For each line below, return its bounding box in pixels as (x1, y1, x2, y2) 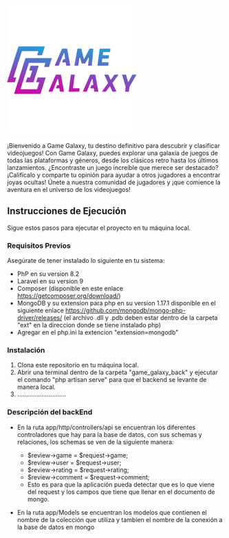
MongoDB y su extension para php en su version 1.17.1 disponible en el (17, 299, 216, 308)
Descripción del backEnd (7, 407, 93, 417)
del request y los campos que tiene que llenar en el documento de (27, 487, 215, 496)
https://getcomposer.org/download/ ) (17, 292, 122, 300)
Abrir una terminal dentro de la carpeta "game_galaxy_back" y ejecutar (17, 368, 218, 376)
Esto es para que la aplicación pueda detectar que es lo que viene (27, 480, 215, 488)
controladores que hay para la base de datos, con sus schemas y (17, 430, 202, 438)
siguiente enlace (17, 306, 64, 314)
